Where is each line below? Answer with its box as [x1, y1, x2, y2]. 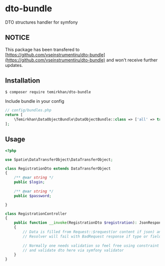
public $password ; [14, 193, 52, 198]
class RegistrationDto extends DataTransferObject [5, 166, 111, 171]
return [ [5, 113, 23, 118]
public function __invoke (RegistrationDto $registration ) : [14, 220, 137, 225]
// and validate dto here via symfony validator [23, 248, 124, 253]
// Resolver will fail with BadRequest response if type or [23, 234, 148, 239]
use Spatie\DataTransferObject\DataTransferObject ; [5, 157, 113, 162]
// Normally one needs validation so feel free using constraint [23, 243, 160, 248]
